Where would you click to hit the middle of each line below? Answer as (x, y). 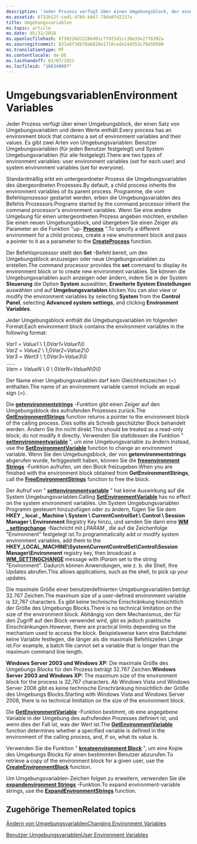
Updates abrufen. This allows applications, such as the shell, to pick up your (97, 572)
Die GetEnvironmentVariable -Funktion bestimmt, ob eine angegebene (92, 712)
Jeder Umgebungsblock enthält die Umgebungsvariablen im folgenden (92, 320)
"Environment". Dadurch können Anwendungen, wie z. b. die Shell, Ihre (92, 566)
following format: (27, 333)
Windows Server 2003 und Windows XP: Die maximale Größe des (87, 663)
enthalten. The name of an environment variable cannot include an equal (93, 387)
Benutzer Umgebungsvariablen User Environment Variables (77, 835)
